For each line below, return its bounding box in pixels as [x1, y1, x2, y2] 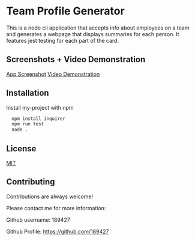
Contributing [6, 177, 55, 187]
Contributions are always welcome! [6, 193, 94, 200]
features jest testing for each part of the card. [6, 37, 119, 44]
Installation [6, 88, 49, 98]
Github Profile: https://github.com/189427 [6, 228, 109, 235]
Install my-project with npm [6, 104, 74, 111]
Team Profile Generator [6, 4, 125, 18]
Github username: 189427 [6, 216, 70, 224]
